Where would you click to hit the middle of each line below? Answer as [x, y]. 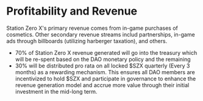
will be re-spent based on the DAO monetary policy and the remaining [103, 59]
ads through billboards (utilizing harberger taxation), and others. [87, 41]
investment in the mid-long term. [56, 91]
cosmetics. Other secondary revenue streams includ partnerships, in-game [101, 34]
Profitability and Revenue [72, 11]
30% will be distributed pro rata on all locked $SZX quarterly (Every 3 [102, 66]
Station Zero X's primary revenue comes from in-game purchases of [92, 28]
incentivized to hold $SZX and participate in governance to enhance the [105, 78]
